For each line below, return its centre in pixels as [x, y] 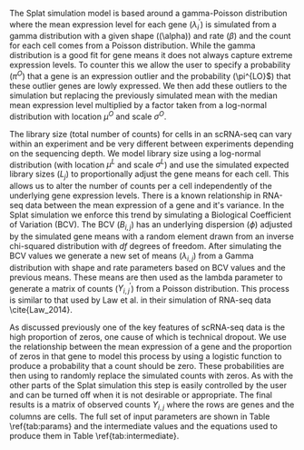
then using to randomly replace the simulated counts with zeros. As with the [152, 375]
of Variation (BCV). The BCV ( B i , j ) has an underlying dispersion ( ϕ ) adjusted [151, 226]
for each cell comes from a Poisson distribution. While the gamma [132, 45]
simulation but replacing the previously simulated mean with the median [144, 95]
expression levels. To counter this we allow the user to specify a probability [150, 65]
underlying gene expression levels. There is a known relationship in [135, 195]
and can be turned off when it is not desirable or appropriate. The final [141, 395]
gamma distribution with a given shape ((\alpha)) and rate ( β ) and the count [150, 36]
